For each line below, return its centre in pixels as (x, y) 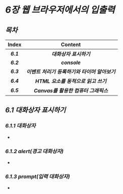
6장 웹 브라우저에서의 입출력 (60, 10)
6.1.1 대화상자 (21, 126)
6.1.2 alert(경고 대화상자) (35, 151)
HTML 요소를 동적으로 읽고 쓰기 (71, 81)
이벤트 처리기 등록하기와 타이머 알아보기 (71, 72)
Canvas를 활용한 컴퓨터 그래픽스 (71, 91)
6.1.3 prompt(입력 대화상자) (38, 176)
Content (71, 44)
